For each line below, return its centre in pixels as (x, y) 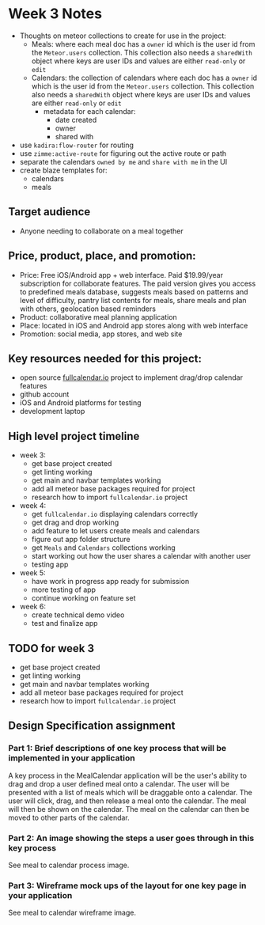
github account (44, 394)
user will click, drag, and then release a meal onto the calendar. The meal (127, 801)
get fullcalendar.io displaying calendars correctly (115, 514)
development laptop (52, 411)
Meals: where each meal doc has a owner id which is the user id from (143, 44)
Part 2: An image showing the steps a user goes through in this (131, 838)
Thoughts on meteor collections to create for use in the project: (123, 36)
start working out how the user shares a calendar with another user (141, 556)
